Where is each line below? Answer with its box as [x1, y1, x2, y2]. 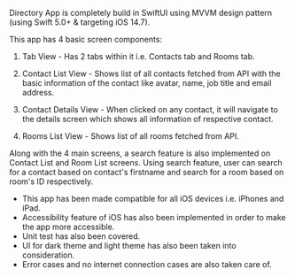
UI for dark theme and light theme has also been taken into [21, 241, 237, 250]
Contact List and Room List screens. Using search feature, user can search [9, 158, 283, 167]
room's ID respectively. [9, 176, 94, 187]
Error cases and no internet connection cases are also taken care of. [21, 259, 272, 269]
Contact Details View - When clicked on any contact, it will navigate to [21, 104, 279, 114]
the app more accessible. [21, 221, 115, 232]
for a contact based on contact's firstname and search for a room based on [9, 167, 284, 177]
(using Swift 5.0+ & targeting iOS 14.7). [9, 17, 151, 27]
